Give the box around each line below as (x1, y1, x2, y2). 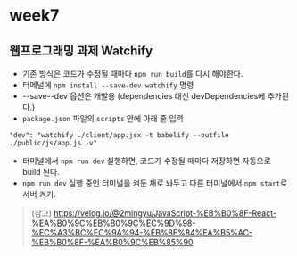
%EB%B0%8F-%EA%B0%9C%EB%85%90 (30, 237, 194, 247)
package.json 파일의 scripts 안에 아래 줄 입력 (21, 113, 185, 123)
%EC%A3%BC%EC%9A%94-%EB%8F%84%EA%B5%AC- (30, 227, 252, 237)
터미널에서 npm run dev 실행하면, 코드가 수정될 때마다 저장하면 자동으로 (21, 155, 272, 166)
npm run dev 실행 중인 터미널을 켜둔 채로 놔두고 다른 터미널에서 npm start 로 (21, 178, 288, 188)
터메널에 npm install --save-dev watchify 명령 (21, 79, 194, 90)
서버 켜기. (21, 189, 56, 199)
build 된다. (21, 167, 60, 177)
